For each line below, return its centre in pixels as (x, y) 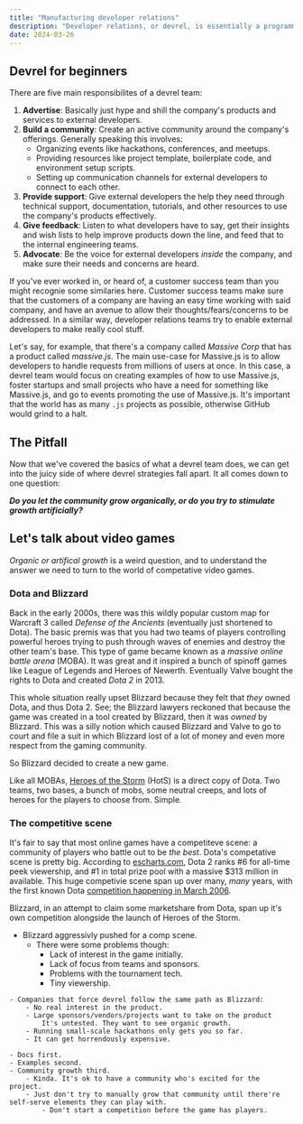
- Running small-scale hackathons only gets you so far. (135, 1031)
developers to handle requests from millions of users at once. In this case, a (150, 366)
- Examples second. (46, 1063)
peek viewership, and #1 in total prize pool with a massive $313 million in (144, 871)
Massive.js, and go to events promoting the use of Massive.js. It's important (150, 395)
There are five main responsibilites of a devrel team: (106, 93)
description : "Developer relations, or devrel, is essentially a (134, 26)
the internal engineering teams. (80, 245)
